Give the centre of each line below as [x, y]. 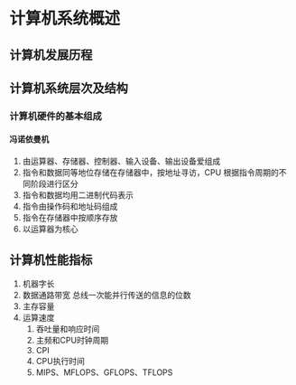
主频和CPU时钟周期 [72, 340]
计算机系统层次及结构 [69, 88]
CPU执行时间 [60, 361]
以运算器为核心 [50, 229]
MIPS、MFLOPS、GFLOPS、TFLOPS [104, 372]
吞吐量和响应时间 [68, 329]
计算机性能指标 [51, 260]
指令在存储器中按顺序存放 [70, 218]
